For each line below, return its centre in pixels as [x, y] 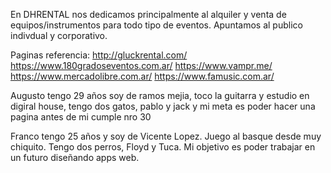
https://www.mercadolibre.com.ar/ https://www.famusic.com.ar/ [142, 76]
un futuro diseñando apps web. [75, 157]
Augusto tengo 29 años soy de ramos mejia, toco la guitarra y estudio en [160, 95]
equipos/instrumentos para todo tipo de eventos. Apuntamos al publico [156, 25]
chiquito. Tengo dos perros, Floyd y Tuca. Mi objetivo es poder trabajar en [163, 147]
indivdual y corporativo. [59, 35]
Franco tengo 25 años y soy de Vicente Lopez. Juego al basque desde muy [166, 136]
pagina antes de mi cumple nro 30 [81, 117]
